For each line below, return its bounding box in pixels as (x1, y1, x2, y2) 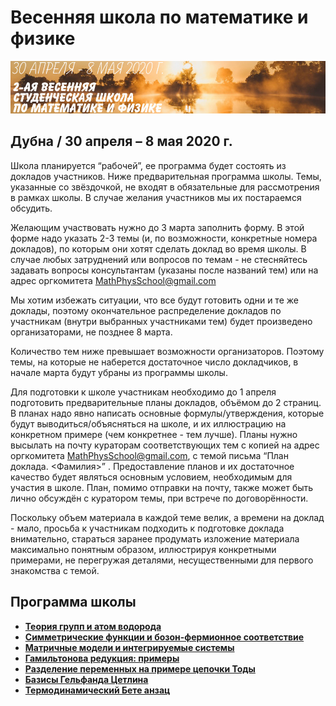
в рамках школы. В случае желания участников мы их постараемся (10, 191, 302, 203)
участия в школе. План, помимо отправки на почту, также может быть (10, 481, 314, 493)
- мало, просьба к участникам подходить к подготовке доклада (10, 522, 285, 534)
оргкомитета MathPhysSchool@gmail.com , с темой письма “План (10, 449, 289, 461)
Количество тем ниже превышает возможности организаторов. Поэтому (10, 345, 325, 357)
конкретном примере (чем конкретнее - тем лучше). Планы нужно (10, 428, 298, 440)
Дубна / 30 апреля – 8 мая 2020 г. (10, 133, 233, 150)
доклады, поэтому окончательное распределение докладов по (10, 304, 282, 316)
